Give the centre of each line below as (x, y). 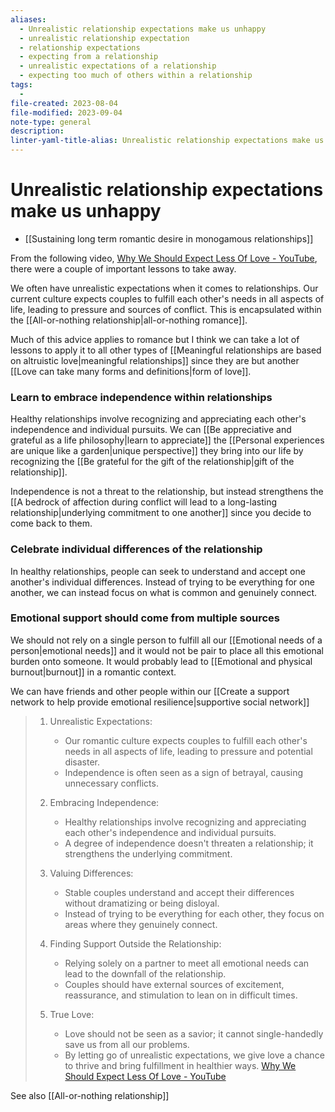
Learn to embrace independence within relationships (141, 397)
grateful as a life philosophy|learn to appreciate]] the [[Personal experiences (167, 440)
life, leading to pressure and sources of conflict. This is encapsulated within (166, 309)
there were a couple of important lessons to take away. (123, 268)
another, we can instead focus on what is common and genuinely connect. (164, 592)
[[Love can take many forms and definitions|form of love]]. (131, 371)
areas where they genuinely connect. (141, 924)
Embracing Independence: (104, 802)
